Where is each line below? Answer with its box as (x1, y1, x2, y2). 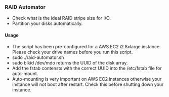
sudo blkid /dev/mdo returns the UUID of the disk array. (12, 59, 128, 66)
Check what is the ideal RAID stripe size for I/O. (12, 15, 111, 21)
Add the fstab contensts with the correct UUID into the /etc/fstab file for (12, 65, 162, 71)
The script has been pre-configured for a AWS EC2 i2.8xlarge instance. (12, 43, 161, 49)
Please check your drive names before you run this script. (12, 49, 133, 55)
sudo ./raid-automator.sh (12, 54, 64, 60)
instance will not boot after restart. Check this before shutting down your (12, 81, 164, 87)
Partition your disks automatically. (12, 20, 83, 26)
